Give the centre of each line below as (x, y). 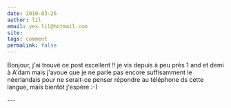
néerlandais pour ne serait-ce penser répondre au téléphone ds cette (106, 79)
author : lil (24, 20)
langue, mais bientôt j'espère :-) (52, 87)
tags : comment (28, 39)
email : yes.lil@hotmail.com (48, 26)
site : (15, 33)
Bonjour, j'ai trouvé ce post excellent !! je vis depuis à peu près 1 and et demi (115, 65)
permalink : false (32, 45)
